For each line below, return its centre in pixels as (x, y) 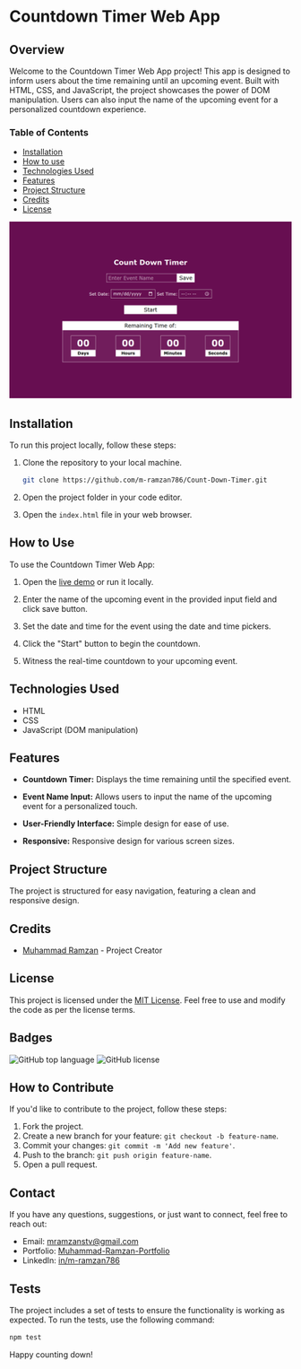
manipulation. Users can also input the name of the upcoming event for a (144, 100)
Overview (37, 50)
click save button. (55, 608)
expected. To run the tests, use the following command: (112, 1320)
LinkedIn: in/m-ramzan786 (71, 1260)
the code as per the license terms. (73, 1009)
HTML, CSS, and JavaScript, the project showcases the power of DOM (140, 90)
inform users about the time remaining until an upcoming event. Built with (144, 81)
